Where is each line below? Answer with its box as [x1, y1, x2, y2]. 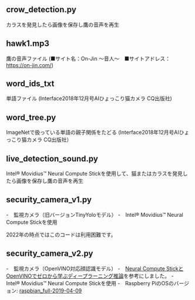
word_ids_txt [6, 79, 55, 89]
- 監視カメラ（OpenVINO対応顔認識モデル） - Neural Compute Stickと [6, 265, 184, 272]
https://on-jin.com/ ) [6, 61, 54, 68]
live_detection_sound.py [6, 153, 99, 164]
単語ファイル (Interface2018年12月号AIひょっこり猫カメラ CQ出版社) [6, 95, 172, 102]
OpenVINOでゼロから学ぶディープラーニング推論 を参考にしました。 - [6, 272, 174, 279]
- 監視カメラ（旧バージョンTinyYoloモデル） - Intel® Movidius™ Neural [6, 211, 183, 218]
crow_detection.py [6, 5, 76, 15]
